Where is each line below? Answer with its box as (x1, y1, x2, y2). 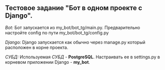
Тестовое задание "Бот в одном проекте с (5, 4, 142, 12)
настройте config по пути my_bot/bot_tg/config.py (5, 29, 109, 36)
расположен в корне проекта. (5, 44, 68, 50)
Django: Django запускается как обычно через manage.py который (5, 39, 146, 45)
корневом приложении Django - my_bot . (5, 59, 90, 65)
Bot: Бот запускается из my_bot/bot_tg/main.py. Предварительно (5, 24, 140, 30)
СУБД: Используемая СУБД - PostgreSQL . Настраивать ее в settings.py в (5, 54, 160, 60)
